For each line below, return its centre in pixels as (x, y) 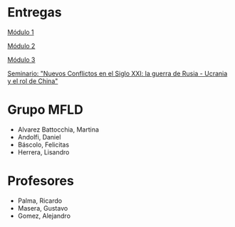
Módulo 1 (21, 32)
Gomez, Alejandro (44, 216)
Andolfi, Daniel (39, 137)
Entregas (35, 12)
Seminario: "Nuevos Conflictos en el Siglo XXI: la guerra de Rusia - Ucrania (117, 73)
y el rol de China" (33, 81)
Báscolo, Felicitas (43, 144)
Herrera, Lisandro (43, 152)
